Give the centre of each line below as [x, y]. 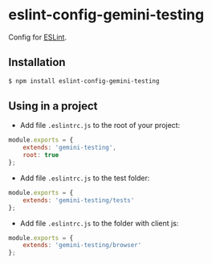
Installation [37, 62]
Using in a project [53, 106]
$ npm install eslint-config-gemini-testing [84, 81]
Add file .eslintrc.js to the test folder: [85, 178]
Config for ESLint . [37, 37]
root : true [41, 155]
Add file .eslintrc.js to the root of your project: [100, 126]
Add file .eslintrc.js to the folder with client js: [99, 223]
